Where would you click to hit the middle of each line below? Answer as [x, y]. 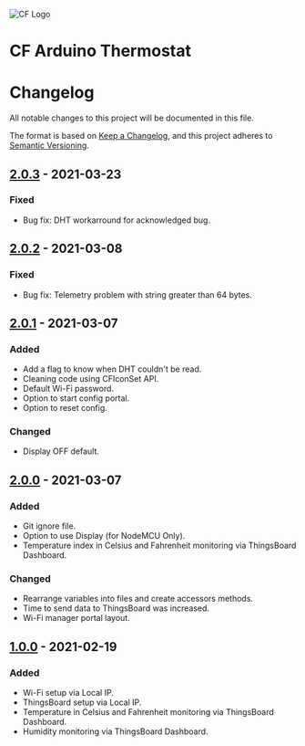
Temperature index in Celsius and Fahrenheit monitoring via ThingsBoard [159, 546]
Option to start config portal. [76, 398]
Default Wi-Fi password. [68, 389]
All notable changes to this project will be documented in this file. [132, 118]
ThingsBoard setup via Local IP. [82, 702]
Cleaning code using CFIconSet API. [91, 379]
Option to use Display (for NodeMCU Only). [104, 536]
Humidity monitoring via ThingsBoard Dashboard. [115, 731]
